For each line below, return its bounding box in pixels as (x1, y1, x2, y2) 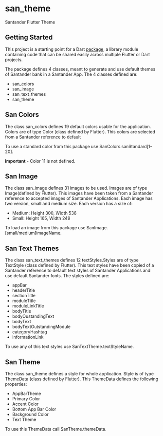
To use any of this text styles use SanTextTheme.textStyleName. (5, 344, 134, 349)
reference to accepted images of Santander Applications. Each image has (5, 196, 153, 201)
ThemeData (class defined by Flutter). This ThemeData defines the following (5, 376, 159, 382)
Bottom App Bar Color (12, 406, 56, 412)
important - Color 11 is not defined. (5, 158, 75, 164)
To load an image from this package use (5, 225, 86, 231)
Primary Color (12, 396, 40, 401)
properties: (5, 381, 27, 387)
